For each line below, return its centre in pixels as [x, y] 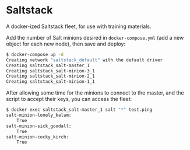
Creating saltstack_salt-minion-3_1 [50, 71]
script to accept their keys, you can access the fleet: [69, 99]
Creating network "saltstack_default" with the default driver [85, 60]
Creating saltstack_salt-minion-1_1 [50, 82]
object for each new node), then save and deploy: [66, 44]
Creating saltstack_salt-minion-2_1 [50, 76]
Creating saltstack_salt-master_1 [48, 65]
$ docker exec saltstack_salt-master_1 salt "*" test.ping [79, 110]
